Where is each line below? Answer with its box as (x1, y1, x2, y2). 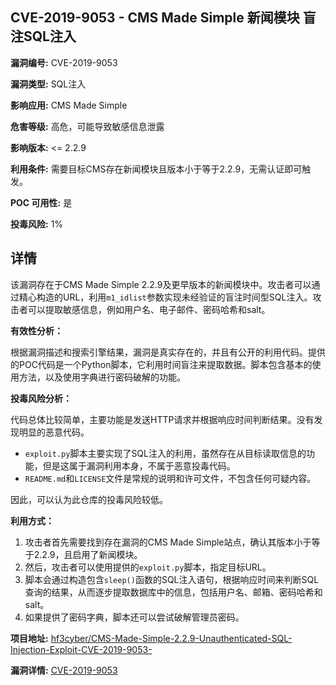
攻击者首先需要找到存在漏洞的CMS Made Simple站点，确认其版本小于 (24, 536, 312, 548)
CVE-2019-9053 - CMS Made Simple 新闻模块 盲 (10, 9, 317, 27)
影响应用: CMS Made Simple (10, 99, 128, 111)
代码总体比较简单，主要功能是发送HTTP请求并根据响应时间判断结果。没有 (10, 413, 315, 425)
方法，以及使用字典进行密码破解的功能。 (18, 371, 186, 383)
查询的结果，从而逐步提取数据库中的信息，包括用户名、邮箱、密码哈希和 (24, 586, 323, 598)
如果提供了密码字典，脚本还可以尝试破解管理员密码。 (24, 611, 245, 623)
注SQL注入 (10, 28, 77, 45)
